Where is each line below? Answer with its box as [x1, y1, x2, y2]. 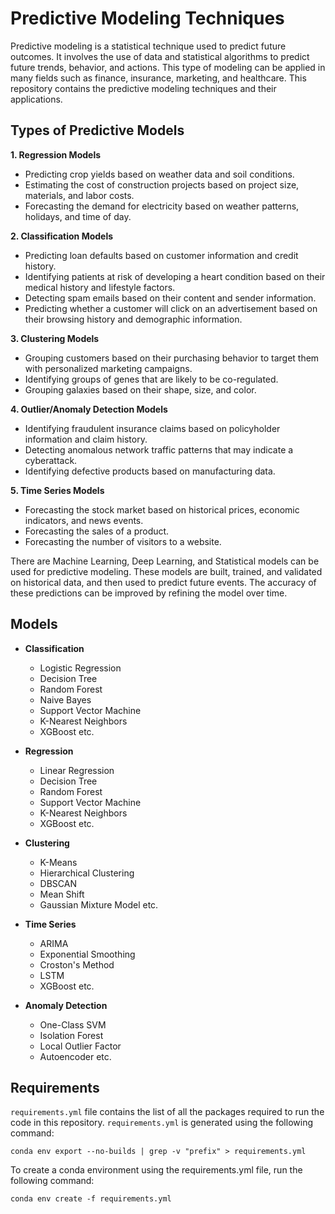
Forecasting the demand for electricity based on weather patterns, [24, 200, 300, 212]
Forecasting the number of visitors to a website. [24, 535, 222, 547]
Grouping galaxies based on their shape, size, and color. [24, 383, 257, 396]
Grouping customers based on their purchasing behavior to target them [24, 352, 320, 364]
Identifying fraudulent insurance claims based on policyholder [24, 422, 281, 434]
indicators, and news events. [24, 514, 144, 526]
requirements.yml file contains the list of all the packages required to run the [10, 1106, 325, 1118]
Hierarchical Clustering [39, 867, 135, 879]
